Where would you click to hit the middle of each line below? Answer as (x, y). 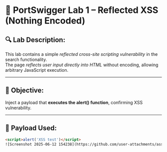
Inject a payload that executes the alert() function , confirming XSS (74, 102)
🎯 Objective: (24, 90)
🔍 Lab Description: (35, 40)
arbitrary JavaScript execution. (37, 70)
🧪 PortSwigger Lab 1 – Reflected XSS (82, 10)
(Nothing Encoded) (45, 21)
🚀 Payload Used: (31, 128)
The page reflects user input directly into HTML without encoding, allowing (82, 65)
